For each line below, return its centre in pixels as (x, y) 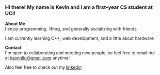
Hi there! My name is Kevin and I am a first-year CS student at (79, 7)
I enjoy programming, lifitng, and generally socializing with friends (71, 29)
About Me (15, 24)
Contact (13, 48)
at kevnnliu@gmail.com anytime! (38, 58)
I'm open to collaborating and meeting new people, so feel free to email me (80, 53)
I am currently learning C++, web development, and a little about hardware (80, 38)
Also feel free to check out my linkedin (43, 67)
